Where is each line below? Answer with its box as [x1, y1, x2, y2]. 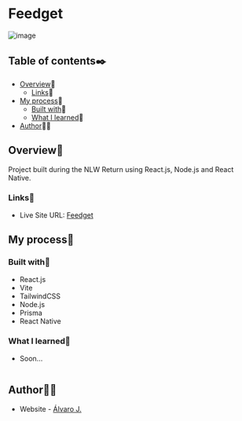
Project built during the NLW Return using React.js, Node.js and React [8, 164, 234, 174]
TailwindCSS [19, 291, 61, 301]
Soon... [19, 353, 43, 363]
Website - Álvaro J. [19, 404, 82, 413]
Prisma [19, 308, 43, 317]
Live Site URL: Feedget [19, 210, 93, 220]
